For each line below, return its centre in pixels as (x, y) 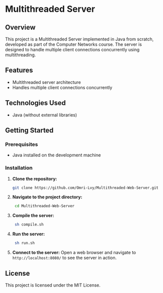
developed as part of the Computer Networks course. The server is (74, 44)
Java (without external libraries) (45, 115)
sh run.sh (25, 243)
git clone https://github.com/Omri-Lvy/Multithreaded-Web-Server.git (85, 188)
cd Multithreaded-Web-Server (45, 206)
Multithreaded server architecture (46, 82)
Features (19, 70)
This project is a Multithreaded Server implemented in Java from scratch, (80, 39)
